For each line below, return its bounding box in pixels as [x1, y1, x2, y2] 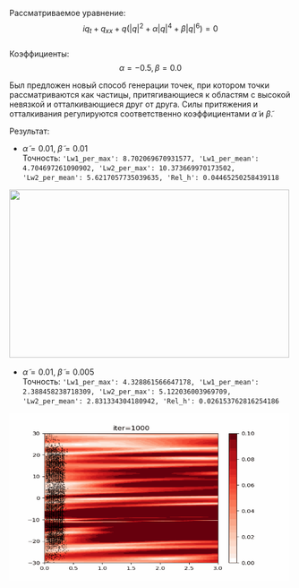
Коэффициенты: [9, 48, 70, 59]
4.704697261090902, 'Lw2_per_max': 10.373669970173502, [21, 164, 235, 173]
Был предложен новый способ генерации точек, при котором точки [9, 80, 270, 91]
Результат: [9, 125, 50, 137]
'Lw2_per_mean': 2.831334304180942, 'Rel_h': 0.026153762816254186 [21, 397, 279, 406]
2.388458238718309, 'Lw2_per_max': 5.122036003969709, [21, 387, 232, 397]
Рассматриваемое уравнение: [9, 8, 126, 18]
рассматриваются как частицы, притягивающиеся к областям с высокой [9, 90, 291, 100]
